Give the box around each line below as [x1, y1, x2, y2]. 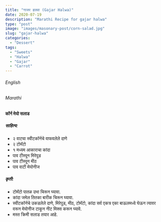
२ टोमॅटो [12, 141, 26, 147]
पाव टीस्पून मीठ [12, 158, 37, 164]
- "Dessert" [10, 40, 35, 45]
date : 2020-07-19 [5, 12, 42, 17]
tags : [5, 45, 17, 50]
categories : [5, 36, 30, 41]
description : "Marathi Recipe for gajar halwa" [5, 17, 108, 22]
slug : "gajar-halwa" [5, 31, 49, 36]
